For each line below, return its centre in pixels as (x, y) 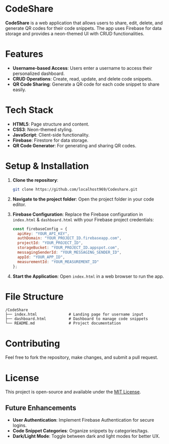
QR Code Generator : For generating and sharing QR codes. (74, 145)
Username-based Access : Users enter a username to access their (82, 68)
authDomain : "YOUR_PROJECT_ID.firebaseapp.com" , (70, 238)
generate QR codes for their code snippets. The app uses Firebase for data (83, 28)
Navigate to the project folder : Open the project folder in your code (83, 199)
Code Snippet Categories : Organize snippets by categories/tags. (81, 431)
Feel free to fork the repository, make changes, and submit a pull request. (82, 357)
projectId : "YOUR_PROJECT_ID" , (50, 243)
